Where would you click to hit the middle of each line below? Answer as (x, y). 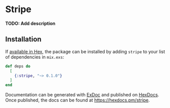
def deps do (18, 66)
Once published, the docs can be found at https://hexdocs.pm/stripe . (78, 100)
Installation (23, 39)
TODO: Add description (30, 23)
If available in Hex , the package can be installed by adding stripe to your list (85, 51)
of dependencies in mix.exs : (35, 57)
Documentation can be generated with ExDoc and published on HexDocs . (82, 95)
